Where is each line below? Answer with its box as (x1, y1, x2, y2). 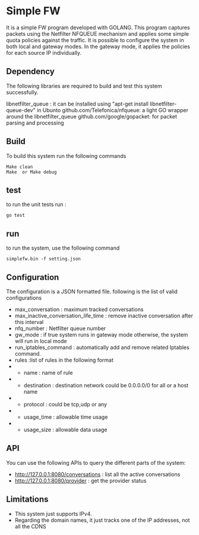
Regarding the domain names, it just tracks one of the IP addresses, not (14, 517, 190, 524)
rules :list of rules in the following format (14, 356, 114, 363)
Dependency (6, 67, 55, 77)
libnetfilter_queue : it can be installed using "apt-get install (6, 100, 149, 107)
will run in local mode (14, 338, 67, 344)
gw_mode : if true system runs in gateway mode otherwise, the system (14, 331, 188, 338)
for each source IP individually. (6, 49, 82, 56)
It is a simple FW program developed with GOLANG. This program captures (6, 24, 190, 31)
